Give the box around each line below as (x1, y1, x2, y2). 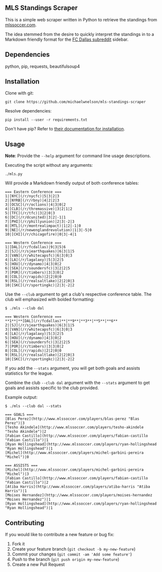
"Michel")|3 (5, 472, 29, 477)
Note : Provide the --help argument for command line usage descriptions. (5, 153, 151, 159)
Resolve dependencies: (5, 108, 52, 114)
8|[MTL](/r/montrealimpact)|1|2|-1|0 (5, 223, 81, 228)
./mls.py (5, 172, 23, 176)
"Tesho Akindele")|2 (5, 429, 47, 434)
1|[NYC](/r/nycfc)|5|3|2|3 (5, 194, 59, 199)
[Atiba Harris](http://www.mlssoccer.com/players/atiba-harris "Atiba (5, 484, 150, 489)
